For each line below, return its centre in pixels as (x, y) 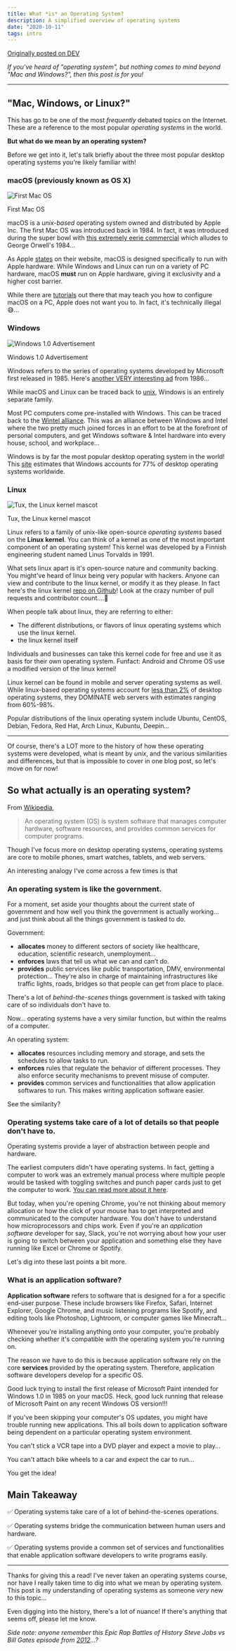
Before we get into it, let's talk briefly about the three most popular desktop (116, 155)
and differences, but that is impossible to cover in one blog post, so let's (112, 760)
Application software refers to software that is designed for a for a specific (117, 1295)
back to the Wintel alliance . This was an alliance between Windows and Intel (118, 420)
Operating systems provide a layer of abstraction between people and (109, 1146)
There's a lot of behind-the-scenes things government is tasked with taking (117, 997)
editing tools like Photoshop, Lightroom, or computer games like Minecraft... (117, 1318)
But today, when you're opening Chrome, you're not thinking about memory (117, 1203)
